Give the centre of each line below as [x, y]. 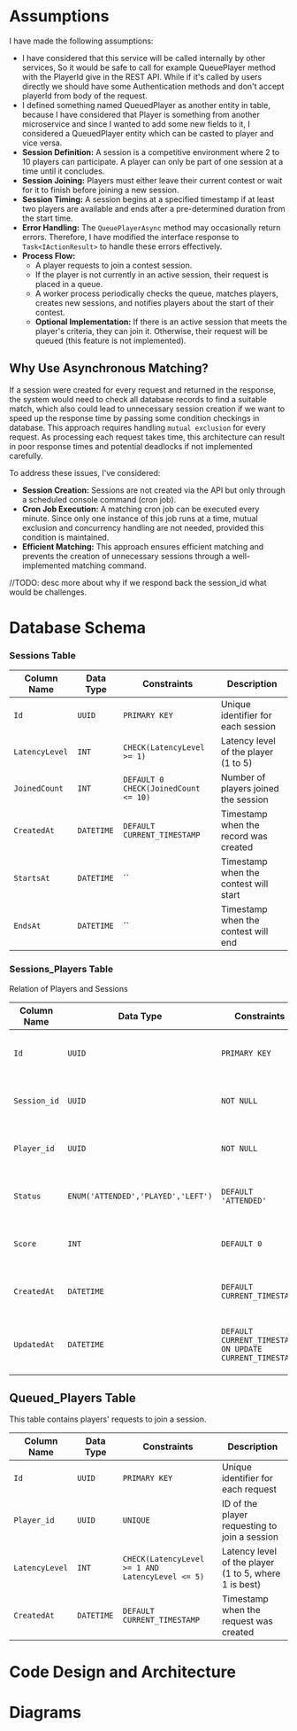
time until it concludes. [63, 171]
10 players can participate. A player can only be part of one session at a [152, 161]
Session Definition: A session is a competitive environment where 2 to [151, 152]
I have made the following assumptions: [81, 41]
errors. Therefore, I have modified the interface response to [130, 237]
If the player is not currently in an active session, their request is [152, 274]
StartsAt [32, 878]
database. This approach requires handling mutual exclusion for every [138, 427]
